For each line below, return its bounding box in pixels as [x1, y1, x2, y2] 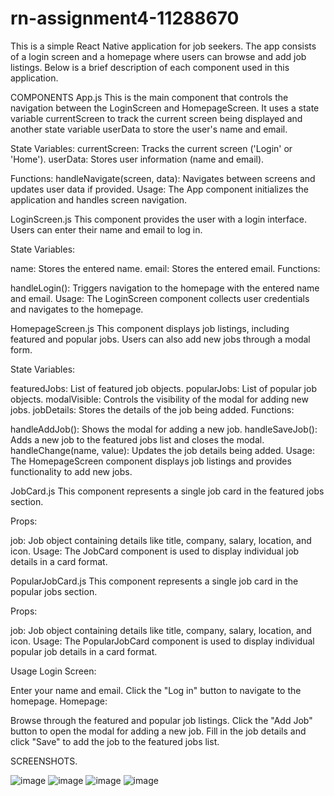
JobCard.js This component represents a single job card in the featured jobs [10, 485, 325, 497]
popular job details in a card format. [10, 645, 158, 657]
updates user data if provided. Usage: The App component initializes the [10, 183, 310, 195]
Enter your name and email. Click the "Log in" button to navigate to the [10, 684, 302, 696]
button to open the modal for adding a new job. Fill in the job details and [10, 725, 307, 737]
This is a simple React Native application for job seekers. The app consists [10, 40, 317, 52]
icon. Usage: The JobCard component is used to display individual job [10, 545, 300, 557]
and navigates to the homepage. [10, 303, 144, 315]
